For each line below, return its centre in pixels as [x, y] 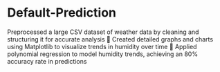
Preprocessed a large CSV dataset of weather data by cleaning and [103, 32]
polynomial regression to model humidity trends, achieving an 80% [103, 54]
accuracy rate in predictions [47, 61]
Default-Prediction [62, 13]
